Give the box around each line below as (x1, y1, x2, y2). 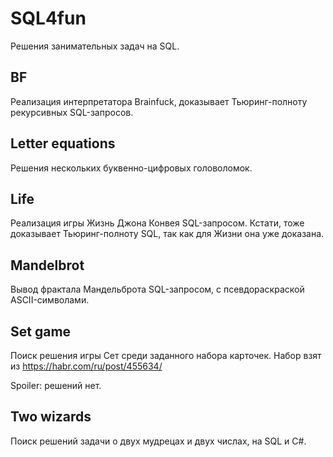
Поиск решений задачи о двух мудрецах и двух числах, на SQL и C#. (10, 435, 307, 447)
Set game (10, 323, 72, 340)
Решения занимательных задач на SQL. (10, 40, 180, 52)
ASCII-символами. (10, 294, 90, 306)
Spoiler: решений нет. (10, 380, 102, 391)
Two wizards (10, 408, 92, 426)
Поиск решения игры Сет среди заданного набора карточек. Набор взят (10, 350, 322, 361)
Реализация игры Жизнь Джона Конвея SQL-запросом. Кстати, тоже (10, 217, 305, 229)
